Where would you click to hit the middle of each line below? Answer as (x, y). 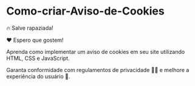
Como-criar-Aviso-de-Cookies (86, 11)
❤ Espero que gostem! (35, 40)
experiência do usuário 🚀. (38, 76)
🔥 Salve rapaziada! (30, 28)
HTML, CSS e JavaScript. (38, 58)
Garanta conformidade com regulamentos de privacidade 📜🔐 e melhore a (98, 70)
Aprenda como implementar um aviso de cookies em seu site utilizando (96, 51)
